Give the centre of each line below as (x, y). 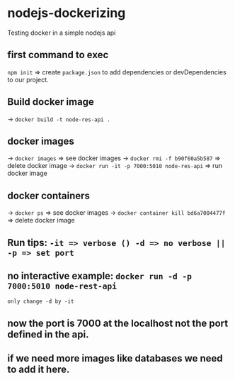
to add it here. (39, 370)
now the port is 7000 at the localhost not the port (118, 323)
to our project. (28, 79)
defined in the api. (48, 334)
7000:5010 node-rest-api (62, 286)
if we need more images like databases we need (115, 358)
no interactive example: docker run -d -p (100, 275)
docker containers (49, 195)
